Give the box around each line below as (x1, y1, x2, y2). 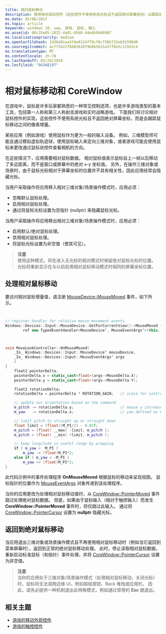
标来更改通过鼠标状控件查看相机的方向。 (5, 144, 87, 150)
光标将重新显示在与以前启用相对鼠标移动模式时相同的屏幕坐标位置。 (17, 264, 156, 270)
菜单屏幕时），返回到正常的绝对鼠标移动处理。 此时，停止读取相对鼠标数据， (5, 546, 160, 552)
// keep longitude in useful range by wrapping (14, 441, 114, 446)
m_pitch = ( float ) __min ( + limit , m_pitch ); (14, 432, 110, 437)
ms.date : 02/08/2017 (5, 16, 48, 21)
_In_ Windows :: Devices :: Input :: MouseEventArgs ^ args (14, 354, 125, 360)
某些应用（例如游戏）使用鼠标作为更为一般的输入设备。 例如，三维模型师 (5, 132, 154, 138)
